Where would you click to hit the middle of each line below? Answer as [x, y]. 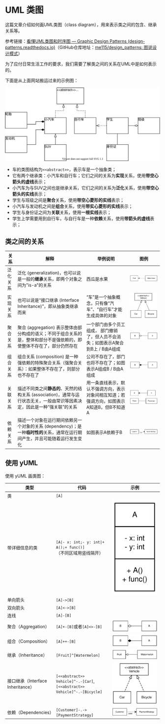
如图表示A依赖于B [104, 432]
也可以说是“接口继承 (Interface [48, 300]
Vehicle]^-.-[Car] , [75, 681]
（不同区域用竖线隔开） [80, 553]
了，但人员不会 [101, 336]
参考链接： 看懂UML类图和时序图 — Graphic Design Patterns [66, 41]
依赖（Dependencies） [30, 713]
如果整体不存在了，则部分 [54, 369]
